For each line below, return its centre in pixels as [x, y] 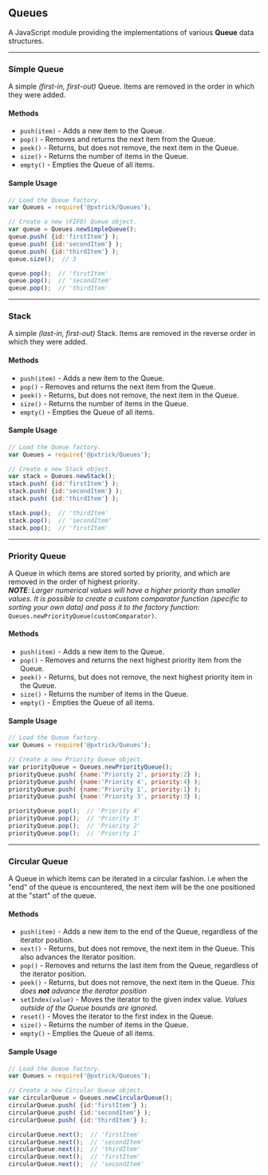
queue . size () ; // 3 [43, 259]
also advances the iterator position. [78, 957]
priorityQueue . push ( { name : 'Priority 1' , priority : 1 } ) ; [105, 789]
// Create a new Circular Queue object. [77, 1090]
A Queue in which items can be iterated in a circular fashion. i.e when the [128, 879]
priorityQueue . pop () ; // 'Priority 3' [75, 819]
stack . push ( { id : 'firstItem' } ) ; [64, 484]
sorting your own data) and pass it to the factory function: [104, 607]
